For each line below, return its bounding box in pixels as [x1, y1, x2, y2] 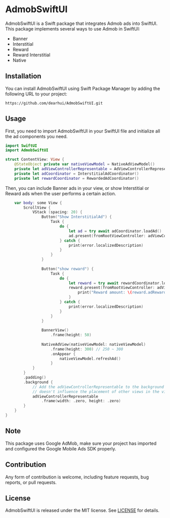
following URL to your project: [5, 90, 67, 97]
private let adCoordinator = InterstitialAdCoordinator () [14, 171, 139, 176]
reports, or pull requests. [5, 479, 57, 485]
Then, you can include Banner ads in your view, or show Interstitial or [5, 185, 149, 191]
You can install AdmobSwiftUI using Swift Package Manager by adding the [5, 85, 160, 91]
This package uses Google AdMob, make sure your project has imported [5, 440, 157, 446]
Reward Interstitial [12, 52, 51, 58]
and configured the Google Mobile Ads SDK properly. [5, 445, 116, 451]
